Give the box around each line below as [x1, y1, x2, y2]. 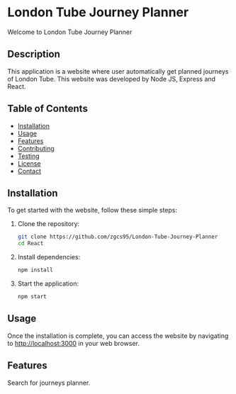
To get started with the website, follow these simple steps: [7, 206, 178, 215]
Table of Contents [7, 103, 89, 115]
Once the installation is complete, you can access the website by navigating [7, 331, 229, 340]
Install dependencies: [17, 253, 81, 261]
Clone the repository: [17, 220, 80, 228]
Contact [17, 167, 41, 175]
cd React [17, 240, 44, 247]
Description [7, 48, 60, 60]
